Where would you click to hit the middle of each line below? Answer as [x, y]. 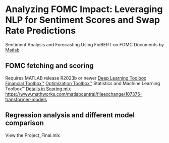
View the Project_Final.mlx [33, 135]
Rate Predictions [41, 31]
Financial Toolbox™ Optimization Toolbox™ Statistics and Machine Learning [83, 83]
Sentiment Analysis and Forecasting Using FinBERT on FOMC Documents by [85, 44]
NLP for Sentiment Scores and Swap [83, 20]
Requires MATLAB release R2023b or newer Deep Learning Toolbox [76, 78]
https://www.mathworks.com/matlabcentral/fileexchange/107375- [74, 94]
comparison [25, 123]
